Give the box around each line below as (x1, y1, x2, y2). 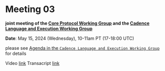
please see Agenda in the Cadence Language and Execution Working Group (5, 45, 160, 51)
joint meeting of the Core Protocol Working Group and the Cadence (5, 20, 150, 26)
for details (5, 50, 26, 56)
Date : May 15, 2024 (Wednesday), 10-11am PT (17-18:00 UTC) (5, 35, 135, 41)
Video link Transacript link (5, 60, 60, 66)
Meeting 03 (5, 4, 55, 15)
